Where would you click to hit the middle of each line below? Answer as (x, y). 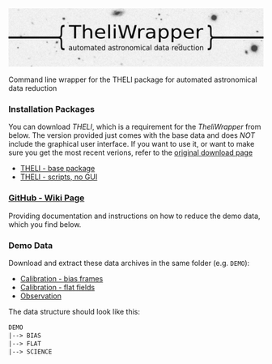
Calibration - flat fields (57, 288)
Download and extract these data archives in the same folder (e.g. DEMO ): (129, 263)
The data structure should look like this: (74, 312)
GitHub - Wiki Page (47, 198)
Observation (41, 296)
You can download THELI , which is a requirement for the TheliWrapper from (135, 127)
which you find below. (45, 224)
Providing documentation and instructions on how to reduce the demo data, (134, 216)
